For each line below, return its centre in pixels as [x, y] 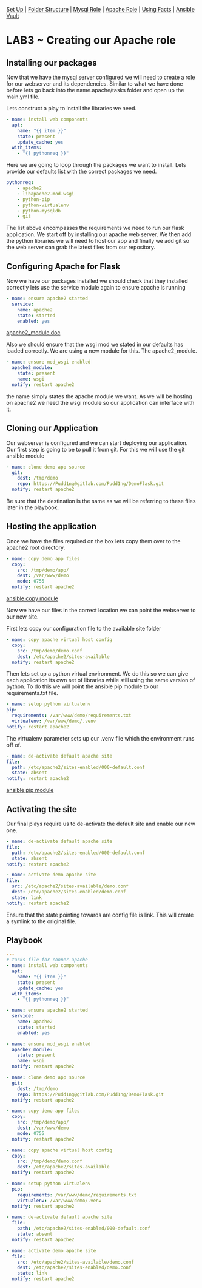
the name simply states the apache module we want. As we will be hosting [99, 396]
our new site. [22, 617]
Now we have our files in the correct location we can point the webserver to [101, 611]
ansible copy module [32, 598]
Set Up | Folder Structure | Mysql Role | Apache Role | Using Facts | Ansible [101, 9]
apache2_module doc [33, 333]
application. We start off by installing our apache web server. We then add [99, 234]
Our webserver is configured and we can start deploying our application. [97, 442]
